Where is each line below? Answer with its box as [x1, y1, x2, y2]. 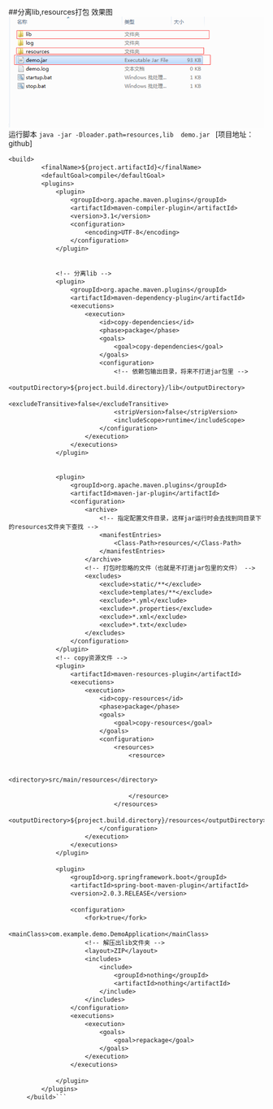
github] [8, 138, 32, 148]
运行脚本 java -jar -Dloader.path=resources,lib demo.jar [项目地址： [8, 129, 254, 139]
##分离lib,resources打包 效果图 [8, 7, 113, 16]
